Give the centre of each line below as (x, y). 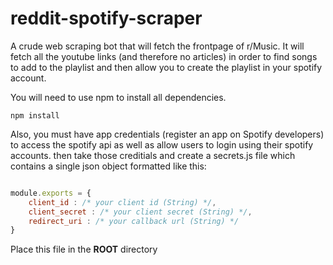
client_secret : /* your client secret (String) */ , (140, 212)
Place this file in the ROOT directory (84, 249)
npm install (35, 115)
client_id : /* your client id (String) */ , (122, 202)
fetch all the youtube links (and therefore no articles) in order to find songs (164, 56)
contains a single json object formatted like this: (108, 166)
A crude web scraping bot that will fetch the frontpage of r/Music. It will (157, 46)
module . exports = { (51, 193)
